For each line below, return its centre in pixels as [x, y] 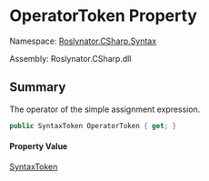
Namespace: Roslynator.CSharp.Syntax [83, 41]
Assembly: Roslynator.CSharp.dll [70, 58]
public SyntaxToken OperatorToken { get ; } [93, 126]
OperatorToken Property [104, 16]
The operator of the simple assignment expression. [105, 109]
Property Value [39, 146]
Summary [38, 87]
